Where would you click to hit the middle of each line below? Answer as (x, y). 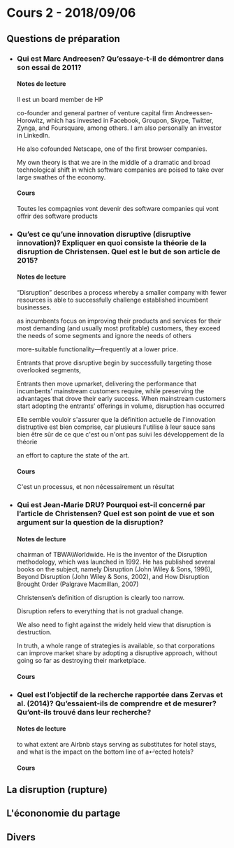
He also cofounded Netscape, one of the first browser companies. (112, 149)
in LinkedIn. (33, 135)
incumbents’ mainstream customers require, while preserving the (110, 391)
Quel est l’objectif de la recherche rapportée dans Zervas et (120, 694)
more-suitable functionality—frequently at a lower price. (97, 349)
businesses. (34, 307)
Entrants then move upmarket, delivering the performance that (107, 384)
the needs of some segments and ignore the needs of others (104, 336)
